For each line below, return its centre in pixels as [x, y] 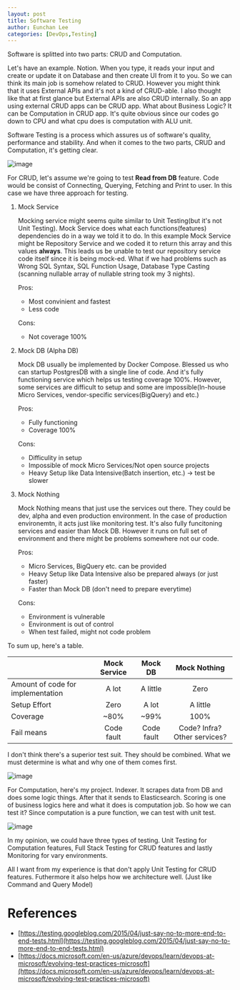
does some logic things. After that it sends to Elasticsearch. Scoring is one [117, 798]
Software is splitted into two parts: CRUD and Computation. [95, 54]
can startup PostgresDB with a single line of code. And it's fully [110, 372]
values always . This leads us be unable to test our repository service [119, 251]
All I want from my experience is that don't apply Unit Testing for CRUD [112, 869]
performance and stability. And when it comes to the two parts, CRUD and [116, 143]
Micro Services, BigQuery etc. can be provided [97, 566]
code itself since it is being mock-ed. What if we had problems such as [122, 259]
